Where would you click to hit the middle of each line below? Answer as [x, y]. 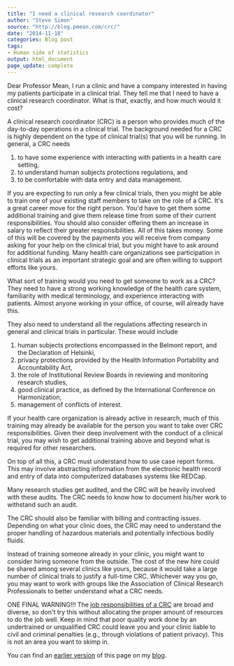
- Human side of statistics [48, 53]
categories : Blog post [40, 40]
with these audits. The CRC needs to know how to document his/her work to [117, 497]
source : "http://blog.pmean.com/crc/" [64, 27]
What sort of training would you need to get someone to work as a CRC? [111, 281]
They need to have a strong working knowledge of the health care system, [114, 288]
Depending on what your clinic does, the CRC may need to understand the [114, 526]
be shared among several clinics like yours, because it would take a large [112, 569]
